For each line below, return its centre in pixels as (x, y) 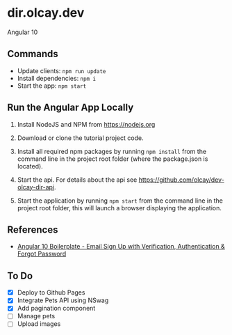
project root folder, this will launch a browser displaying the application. (119, 208)
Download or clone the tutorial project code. (80, 138)
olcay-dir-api (36, 187)
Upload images (39, 324)
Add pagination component (56, 309)
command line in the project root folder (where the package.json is (113, 159)
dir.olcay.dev (46, 13)
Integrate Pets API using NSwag (63, 300)
